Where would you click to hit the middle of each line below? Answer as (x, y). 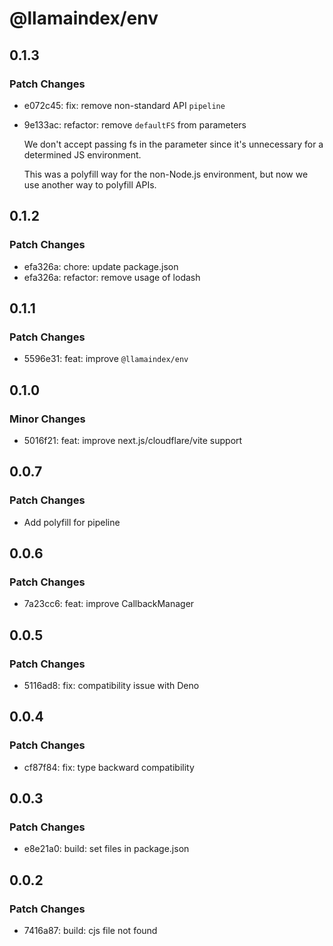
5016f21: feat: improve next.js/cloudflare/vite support (133, 440)
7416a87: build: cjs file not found (90, 931)
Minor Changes (47, 419)
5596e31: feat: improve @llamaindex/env (106, 359)
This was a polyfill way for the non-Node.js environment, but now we (166, 174)
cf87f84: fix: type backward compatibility (109, 767)
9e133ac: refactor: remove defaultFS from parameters (135, 124)
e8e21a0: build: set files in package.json (106, 849)
